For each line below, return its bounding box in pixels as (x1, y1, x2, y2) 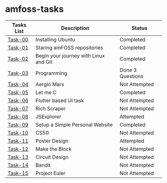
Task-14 (7, 162, 29, 169)
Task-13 (7, 153, 29, 160)
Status (131, 24, 148, 31)
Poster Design (35, 137, 69, 144)
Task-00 (7, 36, 29, 43)
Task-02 (7, 55, 29, 62)
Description (61, 24, 89, 31)
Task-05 (7, 89, 29, 95)
